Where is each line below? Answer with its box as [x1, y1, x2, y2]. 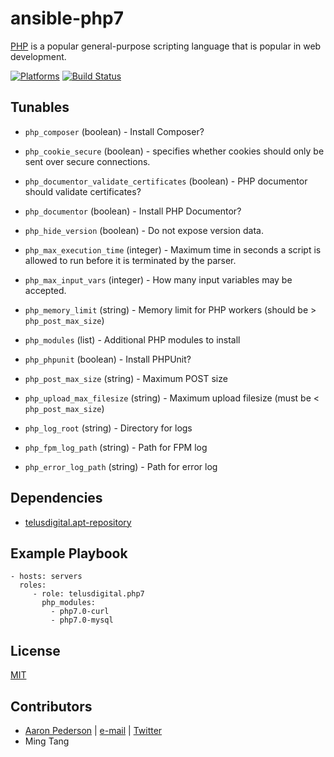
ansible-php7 [10, 7, 124, 30]
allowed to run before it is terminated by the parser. [24, 254, 237, 266]
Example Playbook [10, 545, 128, 562]
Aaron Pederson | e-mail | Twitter [24, 725, 163, 736]
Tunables [10, 99, 70, 116]
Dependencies [10, 490, 103, 507]
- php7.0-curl [50, 607, 110, 617]
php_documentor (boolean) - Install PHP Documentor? [24, 205, 242, 217]
